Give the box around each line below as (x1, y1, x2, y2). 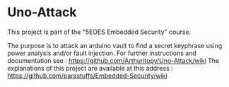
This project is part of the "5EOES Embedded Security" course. (7, 28, 192, 36)
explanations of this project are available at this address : (7, 64, 173, 72)
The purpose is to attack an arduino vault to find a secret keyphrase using (7, 41, 223, 50)
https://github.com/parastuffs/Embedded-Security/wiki (7, 71, 168, 80)
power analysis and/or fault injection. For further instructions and (7, 49, 196, 57)
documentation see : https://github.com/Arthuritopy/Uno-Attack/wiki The (7, 56, 220, 64)
